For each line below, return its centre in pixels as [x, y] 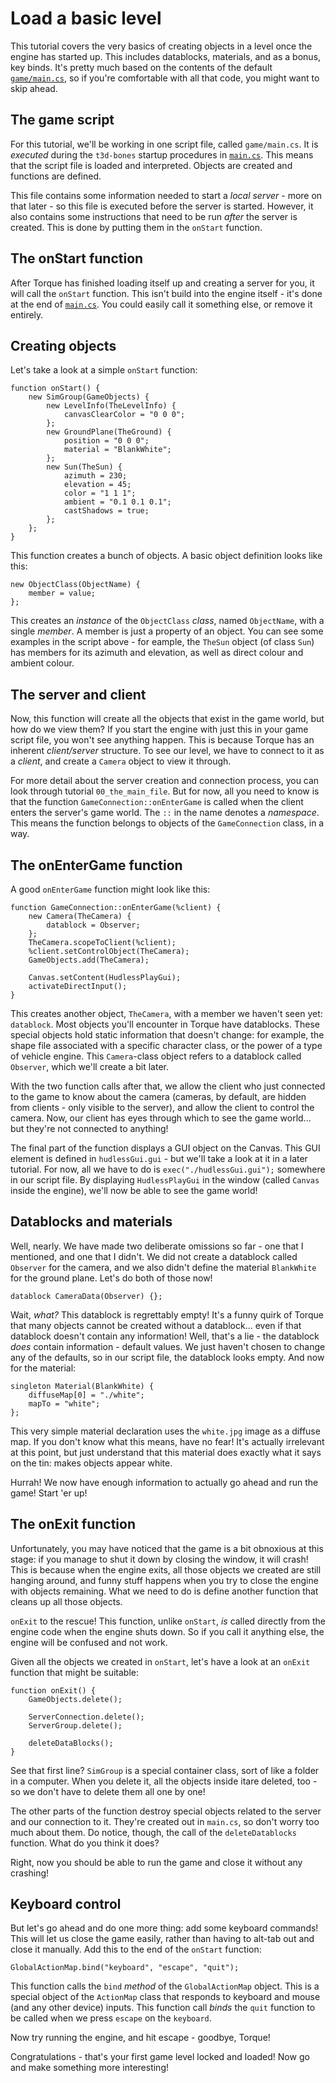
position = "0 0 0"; [106, 441]
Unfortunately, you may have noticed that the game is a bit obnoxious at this [167, 1548]
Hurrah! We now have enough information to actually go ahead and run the [164, 1482]
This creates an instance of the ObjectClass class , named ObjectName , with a [167, 621]
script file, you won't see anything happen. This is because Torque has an [162, 740]
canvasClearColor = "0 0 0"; [124, 415]
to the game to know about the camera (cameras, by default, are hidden [158, 1096]
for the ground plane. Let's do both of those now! [111, 1278]
